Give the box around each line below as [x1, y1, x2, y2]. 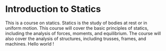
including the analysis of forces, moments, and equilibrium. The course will [5, 30, 161, 36]
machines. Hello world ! [5, 41, 54, 47]
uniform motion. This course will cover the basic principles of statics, [5, 25, 149, 31]
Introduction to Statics [5, 3, 101, 15]
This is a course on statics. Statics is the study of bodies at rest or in [5, 20, 147, 26]
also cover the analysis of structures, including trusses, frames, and [5, 36, 146, 42]
